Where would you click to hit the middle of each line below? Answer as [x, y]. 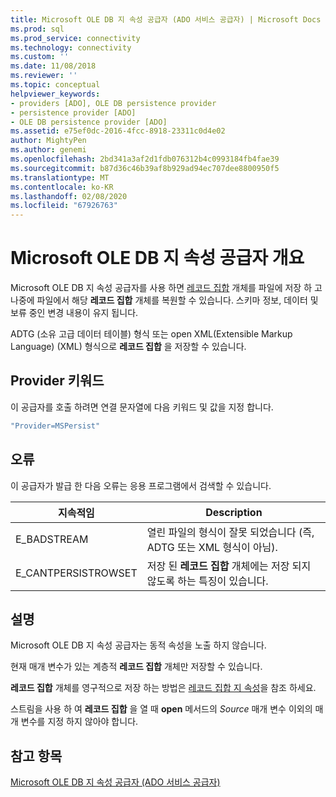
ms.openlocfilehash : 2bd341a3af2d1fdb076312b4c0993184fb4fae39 [145, 159]
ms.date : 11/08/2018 [53, 66]
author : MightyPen [48, 141]
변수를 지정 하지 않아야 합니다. [79, 722]
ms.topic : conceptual [55, 85]
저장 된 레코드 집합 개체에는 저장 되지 [229, 566]
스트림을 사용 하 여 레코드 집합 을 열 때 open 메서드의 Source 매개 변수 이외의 [161, 709]
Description [234, 512]
